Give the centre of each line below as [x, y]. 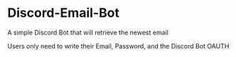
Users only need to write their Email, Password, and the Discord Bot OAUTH [118, 46]
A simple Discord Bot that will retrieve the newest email [88, 32]
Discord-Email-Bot [63, 13]
